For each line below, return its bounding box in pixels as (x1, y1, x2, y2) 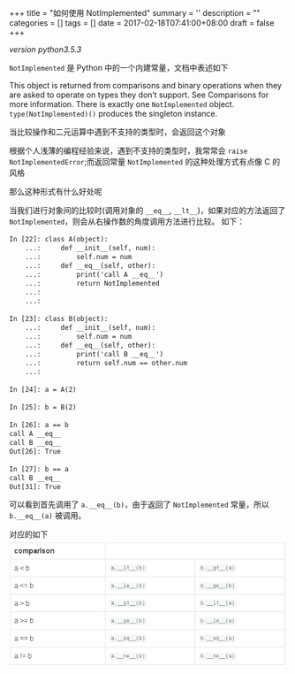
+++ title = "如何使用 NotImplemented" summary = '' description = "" (9, 8, 261, 18)
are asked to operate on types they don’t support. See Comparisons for (9, 89, 269, 100)
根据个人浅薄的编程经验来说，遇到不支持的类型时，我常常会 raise (9, 145, 248, 156)
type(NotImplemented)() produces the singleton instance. (9, 109, 218, 119)
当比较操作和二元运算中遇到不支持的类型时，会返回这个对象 (9, 126, 226, 137)
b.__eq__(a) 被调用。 (9, 510, 87, 520)
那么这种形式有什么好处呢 (9, 187, 102, 196)
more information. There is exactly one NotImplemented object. (9, 99, 235, 109)
